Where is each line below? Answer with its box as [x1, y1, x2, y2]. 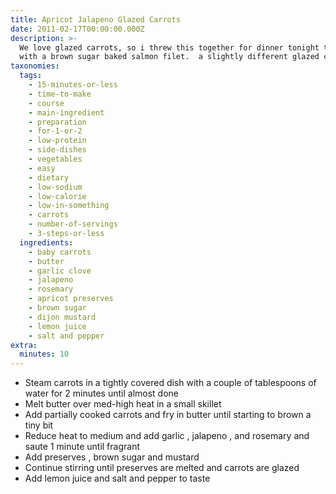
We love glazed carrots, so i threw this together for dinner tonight [19, 42, 320, 53]
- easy [28, 163, 56, 173]
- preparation [28, 117, 87, 127]
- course [28, 98, 65, 108]
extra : [10, 340, 38, 350]
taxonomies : [10, 61, 60, 71]
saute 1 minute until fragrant [24, 441, 140, 453]
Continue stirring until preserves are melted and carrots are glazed [24, 462, 300, 474]
